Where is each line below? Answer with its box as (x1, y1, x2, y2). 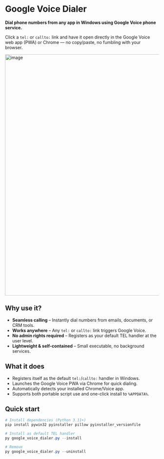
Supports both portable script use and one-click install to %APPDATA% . (12, 391, 149, 397)
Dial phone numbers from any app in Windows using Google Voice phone (5, 20, 156, 25)
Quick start (5, 405, 40, 413)
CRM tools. (12, 322, 35, 328)
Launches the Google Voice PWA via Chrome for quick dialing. (12, 380, 138, 386)
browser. (5, 44, 23, 50)
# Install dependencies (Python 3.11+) (5, 418, 86, 423)
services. (12, 348, 31, 354)
